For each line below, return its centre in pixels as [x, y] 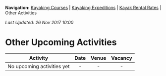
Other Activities [21, 13]
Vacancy [121, 58]
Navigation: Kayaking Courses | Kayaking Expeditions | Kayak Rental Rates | [83, 8]
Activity [39, 58]
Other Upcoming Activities [61, 42]
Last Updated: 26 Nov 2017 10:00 [39, 22]
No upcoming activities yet [39, 66]
